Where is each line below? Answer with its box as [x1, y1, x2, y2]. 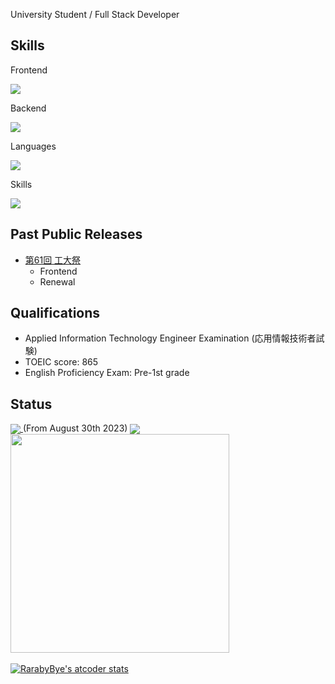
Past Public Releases [10, 226, 143, 243]
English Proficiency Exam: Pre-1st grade [24, 367, 190, 379]
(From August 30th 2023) [22, 422, 128, 434]
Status [10, 395, 53, 413]
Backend [10, 102, 47, 114]
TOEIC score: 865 [24, 356, 99, 368]
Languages [10, 140, 57, 152]
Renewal [39, 275, 76, 288]
